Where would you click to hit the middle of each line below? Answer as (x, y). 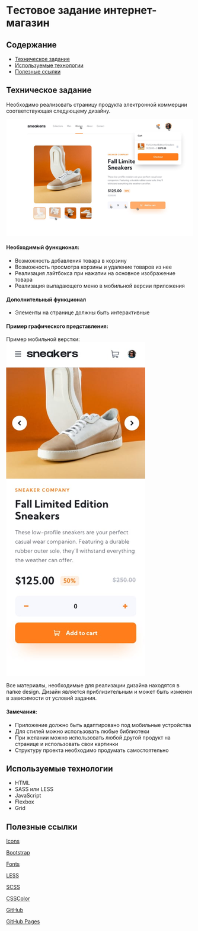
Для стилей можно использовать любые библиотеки (82, 731)
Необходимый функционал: (43, 247)
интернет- (130, 10)
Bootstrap (18, 853)
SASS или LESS (34, 789)
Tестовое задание (54, 10)
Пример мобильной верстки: (43, 339)
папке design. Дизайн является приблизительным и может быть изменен (99, 692)
